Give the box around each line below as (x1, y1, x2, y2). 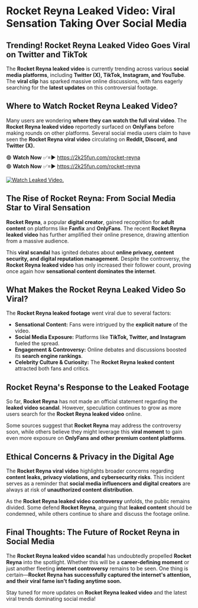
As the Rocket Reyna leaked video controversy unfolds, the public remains (6, 498, 190, 505)
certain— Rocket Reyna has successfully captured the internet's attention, (6, 571, 191, 578)
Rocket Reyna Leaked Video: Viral (6, 4, 176, 18)
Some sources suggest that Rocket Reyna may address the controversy (6, 422, 181, 429)
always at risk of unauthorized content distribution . (6, 486, 134, 493)
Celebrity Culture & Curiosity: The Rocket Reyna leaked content (14, 359, 175, 366)
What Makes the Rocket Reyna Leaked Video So (6, 285, 186, 295)
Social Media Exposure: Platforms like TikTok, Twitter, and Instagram (14, 334, 186, 341)
